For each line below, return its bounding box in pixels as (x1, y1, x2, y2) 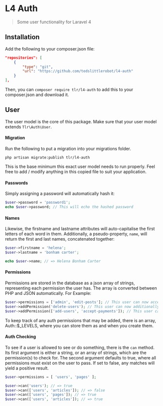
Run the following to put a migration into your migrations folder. (5, 146, 131, 152)
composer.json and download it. (5, 92, 69, 97)
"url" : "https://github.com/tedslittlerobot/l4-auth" (22, 69, 133, 74)
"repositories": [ (5, 55, 42, 60)
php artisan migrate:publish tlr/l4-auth (5, 155, 90, 160)
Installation (5, 33, 40, 41)
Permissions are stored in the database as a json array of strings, (5, 280, 135, 286)
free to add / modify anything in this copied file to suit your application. (5, 169, 147, 175)
